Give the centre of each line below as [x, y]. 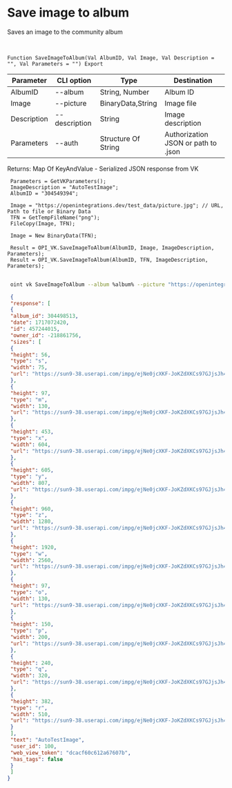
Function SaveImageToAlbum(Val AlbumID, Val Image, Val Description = [111, 58]
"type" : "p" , [29, 631]
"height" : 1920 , [33, 547]
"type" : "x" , [29, 438]
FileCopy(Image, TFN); [43, 223]
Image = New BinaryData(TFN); [54, 236]
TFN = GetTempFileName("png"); [55, 218]
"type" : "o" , [29, 592]
